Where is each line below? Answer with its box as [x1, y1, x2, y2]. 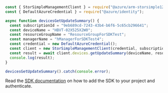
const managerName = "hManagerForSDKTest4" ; [9, 37, 104, 42]
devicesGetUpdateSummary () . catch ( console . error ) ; [5, 69, 111, 74]
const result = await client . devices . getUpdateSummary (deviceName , [9, 50, 153, 56]
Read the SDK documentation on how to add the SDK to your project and [5, 78, 155, 84]
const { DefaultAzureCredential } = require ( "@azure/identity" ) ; [5, 9, 144, 14]
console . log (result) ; [9, 55, 55, 60]
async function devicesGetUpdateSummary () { [5, 18, 99, 23]
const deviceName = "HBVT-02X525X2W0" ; [9, 27, 93, 32]
